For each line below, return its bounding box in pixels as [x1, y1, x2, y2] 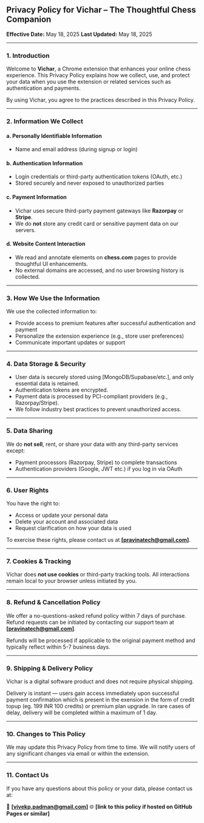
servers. [15, 226, 36, 233]
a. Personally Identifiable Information [6, 132, 102, 139]
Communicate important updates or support [15, 339, 126, 346]
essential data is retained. [15, 380, 80, 388]
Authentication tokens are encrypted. [15, 386, 109, 394]
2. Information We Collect [6, 117, 83, 126]
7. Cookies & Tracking [6, 557, 72, 565]
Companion [6, 15, 52, 25]
